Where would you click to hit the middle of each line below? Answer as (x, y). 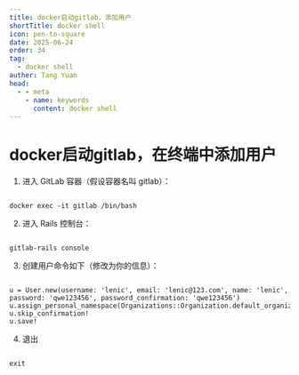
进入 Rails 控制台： (57, 224)
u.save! (24, 322)
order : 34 (28, 51)
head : (19, 84)
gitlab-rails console (49, 248)
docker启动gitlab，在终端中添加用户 (143, 155)
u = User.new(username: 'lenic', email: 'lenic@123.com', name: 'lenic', (149, 291)
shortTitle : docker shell (57, 26)
